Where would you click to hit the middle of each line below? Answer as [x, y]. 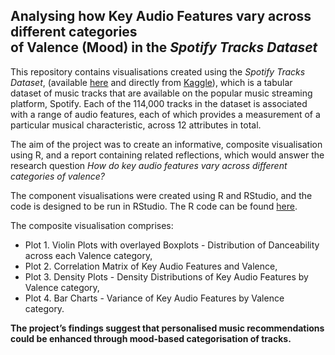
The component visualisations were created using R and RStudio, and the [161, 195]
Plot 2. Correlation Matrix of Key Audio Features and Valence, [151, 266]
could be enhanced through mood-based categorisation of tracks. [151, 338]
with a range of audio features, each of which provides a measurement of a [165, 114]
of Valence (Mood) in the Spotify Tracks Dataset [164, 47]
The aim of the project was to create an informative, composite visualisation [166, 144]
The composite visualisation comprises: [92, 225]
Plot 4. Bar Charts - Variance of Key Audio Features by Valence [154, 298]
